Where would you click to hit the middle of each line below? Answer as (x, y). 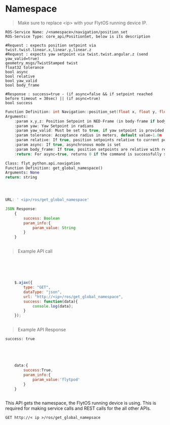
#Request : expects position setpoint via (51, 45)
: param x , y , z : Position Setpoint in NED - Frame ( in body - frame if (85, 121)
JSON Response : (21, 209)
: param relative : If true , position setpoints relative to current (87, 140)
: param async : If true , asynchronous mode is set (68, 145)
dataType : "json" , (43, 292)
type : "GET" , (37, 287)
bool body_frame (22, 85)
